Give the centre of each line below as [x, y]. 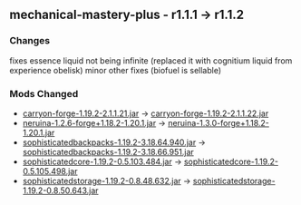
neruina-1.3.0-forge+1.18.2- [218, 122]
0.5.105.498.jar [50, 171]
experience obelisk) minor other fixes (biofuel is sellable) [116, 70]
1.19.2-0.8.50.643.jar [60, 190]
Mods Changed [44, 93]
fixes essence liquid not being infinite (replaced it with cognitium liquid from [151, 60]
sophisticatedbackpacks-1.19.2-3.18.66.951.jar [108, 151]
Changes [30, 41]
